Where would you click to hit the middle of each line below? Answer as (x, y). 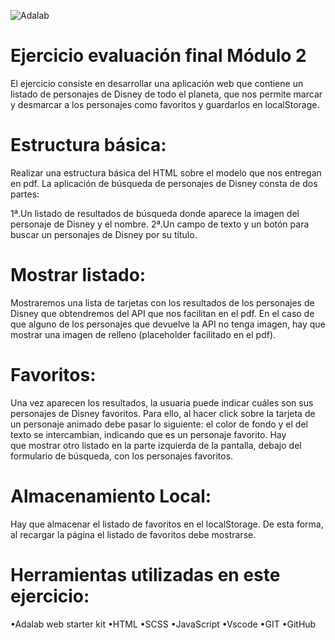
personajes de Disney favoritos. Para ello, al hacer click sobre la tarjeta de (163, 413)
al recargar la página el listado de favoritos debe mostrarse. (133, 534)
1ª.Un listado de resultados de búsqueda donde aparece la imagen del (155, 213)
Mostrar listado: (78, 275)
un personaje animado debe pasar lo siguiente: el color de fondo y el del (159, 424)
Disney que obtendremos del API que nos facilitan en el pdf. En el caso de (162, 313)
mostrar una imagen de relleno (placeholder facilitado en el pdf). (143, 334)
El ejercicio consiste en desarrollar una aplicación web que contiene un (157, 83)
